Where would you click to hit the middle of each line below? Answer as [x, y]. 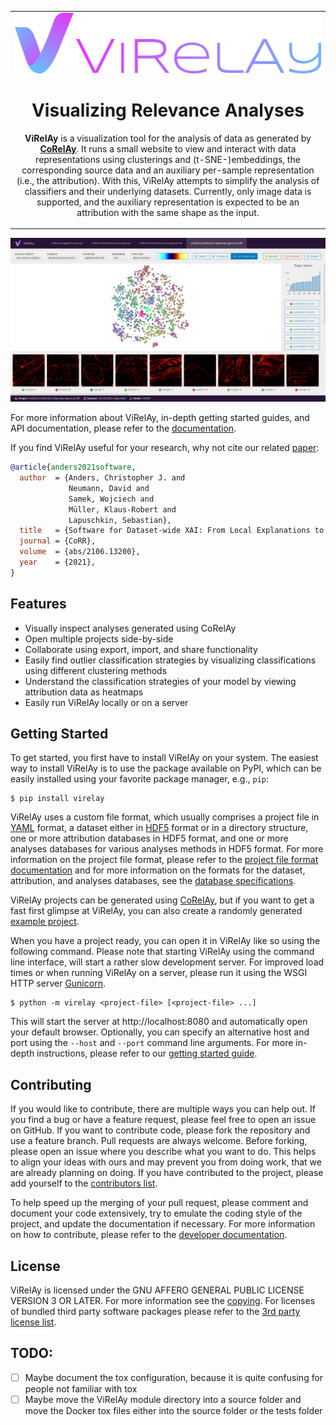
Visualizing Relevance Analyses [168, 110]
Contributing [51, 1084]
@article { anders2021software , [73, 467]
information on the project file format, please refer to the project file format [164, 860]
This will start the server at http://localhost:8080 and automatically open [159, 1022]
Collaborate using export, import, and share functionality [141, 649]
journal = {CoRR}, [58, 541]
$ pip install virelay [57, 799]
